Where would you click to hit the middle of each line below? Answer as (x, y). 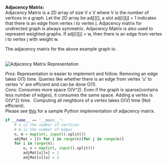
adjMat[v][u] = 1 (41, 157)
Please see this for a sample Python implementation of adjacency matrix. (80, 111)
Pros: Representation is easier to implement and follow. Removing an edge (82, 74)
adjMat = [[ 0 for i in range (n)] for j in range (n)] (69, 139)
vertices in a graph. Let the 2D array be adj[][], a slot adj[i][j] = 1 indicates (81, 18)
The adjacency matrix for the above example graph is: (61, 49)
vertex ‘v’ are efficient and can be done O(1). (51, 84)
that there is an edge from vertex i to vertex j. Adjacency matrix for (74, 23)
